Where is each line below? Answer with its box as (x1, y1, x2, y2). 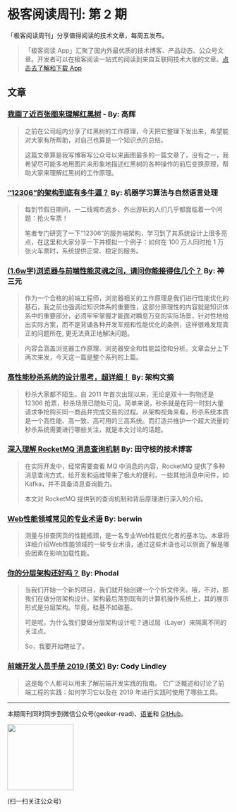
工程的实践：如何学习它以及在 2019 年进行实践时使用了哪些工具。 (30, 688, 222, 696)
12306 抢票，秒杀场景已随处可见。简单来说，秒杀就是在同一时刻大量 (24, 398, 224, 407)
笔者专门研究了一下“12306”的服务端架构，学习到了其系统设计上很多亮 (24, 229, 228, 237)
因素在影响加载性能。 (30, 549, 93, 558)
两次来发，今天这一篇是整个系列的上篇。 (24, 353, 142, 362)
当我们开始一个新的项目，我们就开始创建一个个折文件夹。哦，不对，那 (24, 585, 229, 594)
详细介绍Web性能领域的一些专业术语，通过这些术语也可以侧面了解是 (24, 540, 224, 549)
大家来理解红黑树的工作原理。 (30, 168, 118, 177)
